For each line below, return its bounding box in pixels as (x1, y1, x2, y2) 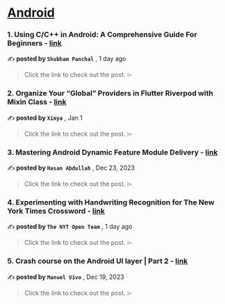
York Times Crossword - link (7, 207, 106, 216)
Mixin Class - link (7, 97, 67, 107)
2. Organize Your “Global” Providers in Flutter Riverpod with (7, 88, 214, 98)
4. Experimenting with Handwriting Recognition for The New (7, 198, 215, 207)
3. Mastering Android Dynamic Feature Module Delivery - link (7, 147, 218, 157)
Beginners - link (7, 38, 62, 48)
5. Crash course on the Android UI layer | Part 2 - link (7, 256, 188, 266)
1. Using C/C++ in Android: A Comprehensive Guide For (7, 30, 198, 40)
